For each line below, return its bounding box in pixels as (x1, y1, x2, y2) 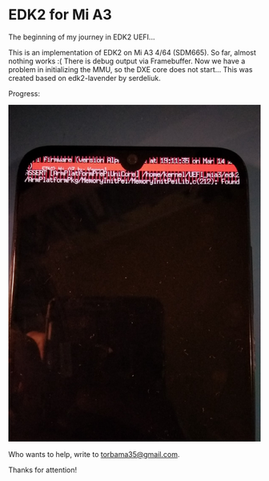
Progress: (8, 88, 40, 98)
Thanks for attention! (8, 465, 78, 475)
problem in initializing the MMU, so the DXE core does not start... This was (8, 64, 253, 74)
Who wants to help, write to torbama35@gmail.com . (8, 449, 180, 459)
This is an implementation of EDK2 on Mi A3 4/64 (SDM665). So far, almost (8, 47, 256, 57)
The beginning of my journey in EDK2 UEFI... (8, 32, 155, 42)
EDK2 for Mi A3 (8, 6, 112, 24)
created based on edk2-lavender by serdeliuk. (8, 73, 162, 83)
